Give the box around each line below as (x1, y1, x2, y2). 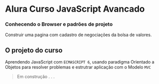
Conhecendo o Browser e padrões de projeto (5, 21, 113, 28)
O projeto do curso (5, 46, 63, 54)
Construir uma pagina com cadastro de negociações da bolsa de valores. (5, 32, 152, 38)
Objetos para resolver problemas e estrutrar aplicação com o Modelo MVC (5, 64, 151, 70)
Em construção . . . (17, 74, 55, 80)
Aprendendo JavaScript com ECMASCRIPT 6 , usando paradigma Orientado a (5, 59, 155, 65)
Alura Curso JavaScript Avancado (5, 3, 145, 15)
